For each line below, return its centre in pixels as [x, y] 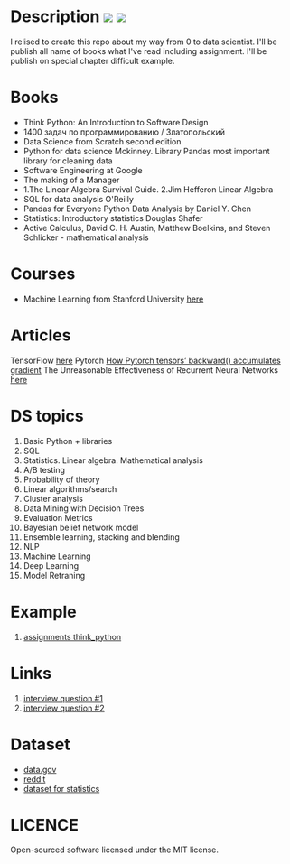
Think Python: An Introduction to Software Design [116, 122]
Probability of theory [61, 479]
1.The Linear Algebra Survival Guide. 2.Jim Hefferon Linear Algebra [148, 189]
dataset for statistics [61, 788]
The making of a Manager [71, 180]
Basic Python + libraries [68, 441]
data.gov [40, 769]
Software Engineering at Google [83, 170]
